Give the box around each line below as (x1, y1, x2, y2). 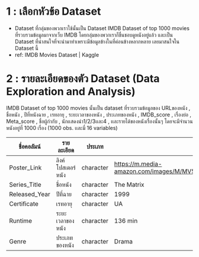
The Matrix (114, 180, 145, 188)
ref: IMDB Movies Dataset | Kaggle (14, 51, 99, 58)
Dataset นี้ (14, 44, 38, 51)
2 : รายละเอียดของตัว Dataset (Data (6, 72, 160, 86)
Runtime (9, 216, 33, 225)
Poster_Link (9, 163, 42, 171)
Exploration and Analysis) (6, 85, 136, 99)
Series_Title (9, 180, 41, 188)
